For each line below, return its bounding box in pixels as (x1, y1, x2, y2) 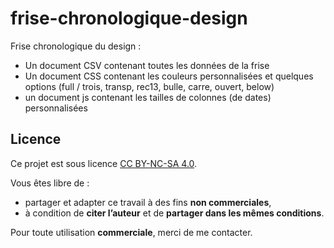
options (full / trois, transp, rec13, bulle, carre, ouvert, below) (24, 80, 275, 92)
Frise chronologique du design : (10, 40, 142, 52)
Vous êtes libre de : (10, 177, 90, 189)
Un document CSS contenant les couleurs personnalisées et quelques (24, 70, 314, 82)
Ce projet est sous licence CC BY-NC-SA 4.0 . (10, 157, 198, 169)
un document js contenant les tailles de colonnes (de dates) (24, 91, 272, 103)
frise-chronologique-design (10, 7, 248, 30)
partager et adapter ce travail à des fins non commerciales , (24, 196, 272, 208)
